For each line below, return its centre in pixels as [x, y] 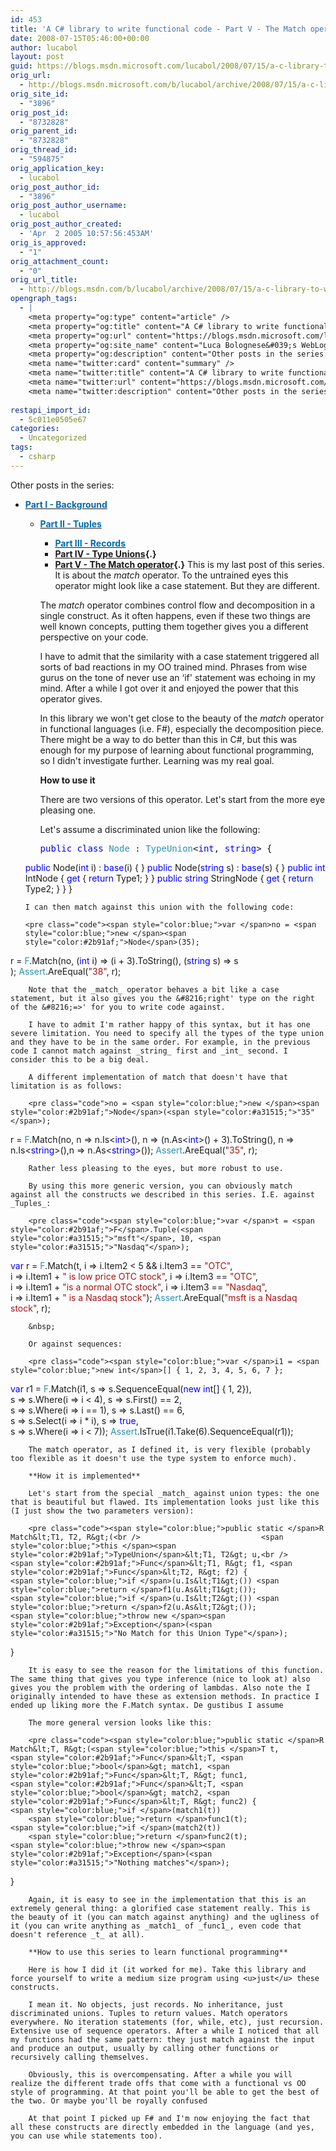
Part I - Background [66, 504]
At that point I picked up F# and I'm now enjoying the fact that [169, 2118]
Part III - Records [90, 543]
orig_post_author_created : [66, 224]
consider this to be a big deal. [80, 1059]
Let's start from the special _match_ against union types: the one [174, 1493]
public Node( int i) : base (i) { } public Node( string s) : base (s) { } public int [175, 867]
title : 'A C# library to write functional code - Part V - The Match [158, 29]
